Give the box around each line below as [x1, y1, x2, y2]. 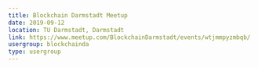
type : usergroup [8, 48, 61, 55]
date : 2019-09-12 [8, 19, 65, 27]
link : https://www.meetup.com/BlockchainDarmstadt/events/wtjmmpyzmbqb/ [8, 33, 251, 41]
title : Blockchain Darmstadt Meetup [8, 11, 128, 20]
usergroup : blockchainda [8, 41, 89, 48]
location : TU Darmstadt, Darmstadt [8, 26, 125, 34]
